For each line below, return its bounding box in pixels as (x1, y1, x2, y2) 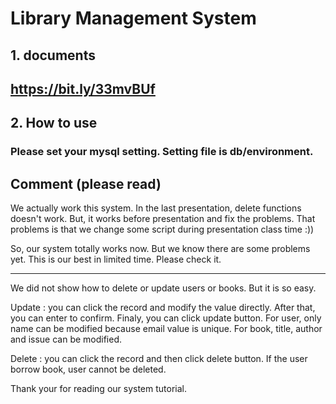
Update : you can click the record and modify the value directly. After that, (10, 302, 316, 314)
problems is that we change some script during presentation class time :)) (10, 223, 315, 236)
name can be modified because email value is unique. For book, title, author (10, 323, 323, 335)
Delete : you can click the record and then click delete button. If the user (10, 353, 308, 365)
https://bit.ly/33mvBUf (10, 80, 156, 97)
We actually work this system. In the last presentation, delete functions (10, 202, 302, 214)
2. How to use (10, 115, 98, 132)
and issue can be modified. (10, 333, 123, 346)
